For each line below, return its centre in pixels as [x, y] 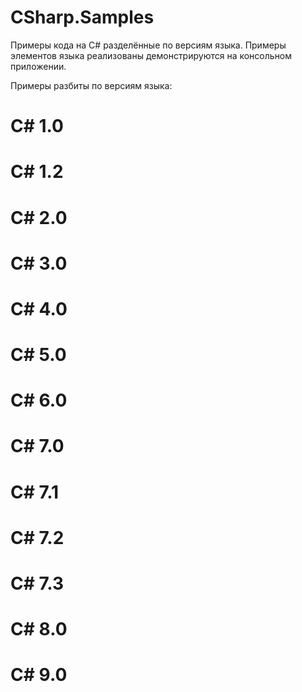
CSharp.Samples [82, 17]
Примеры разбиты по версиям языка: [91, 85]
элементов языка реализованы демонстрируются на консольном [151, 55]
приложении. [38, 66]
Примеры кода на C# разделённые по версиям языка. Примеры [148, 45]
